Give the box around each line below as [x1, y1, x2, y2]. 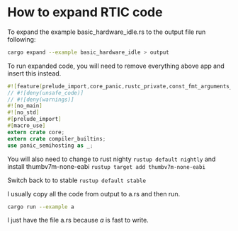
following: [7, 35, 36, 43]
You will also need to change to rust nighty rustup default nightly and [7, 155, 216, 163]
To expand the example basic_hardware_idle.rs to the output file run [7, 28, 206, 36]
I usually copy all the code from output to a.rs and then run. [7, 189, 181, 198]
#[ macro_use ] [7, 122, 46, 129]
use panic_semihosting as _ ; [7, 142, 93, 149]
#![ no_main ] [7, 102, 42, 109]
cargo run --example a [7, 203, 74, 211]
